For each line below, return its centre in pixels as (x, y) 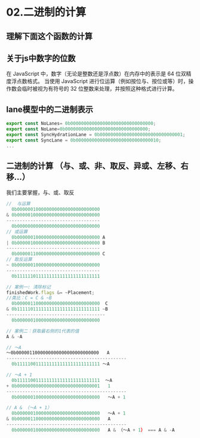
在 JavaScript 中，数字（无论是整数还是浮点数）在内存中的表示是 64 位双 (96, 74)
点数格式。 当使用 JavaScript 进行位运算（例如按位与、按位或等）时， (103, 81)
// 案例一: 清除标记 (29, 287)
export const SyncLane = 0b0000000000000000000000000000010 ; (84, 140)
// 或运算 (17, 232)
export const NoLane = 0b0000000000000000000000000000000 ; (79, 129)
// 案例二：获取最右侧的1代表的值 (43, 331)
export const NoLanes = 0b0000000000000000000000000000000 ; (81, 124)
